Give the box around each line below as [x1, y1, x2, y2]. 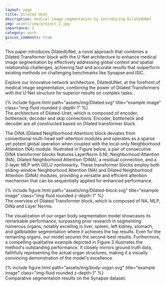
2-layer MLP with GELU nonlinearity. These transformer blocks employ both [5, 162, 160, 168]
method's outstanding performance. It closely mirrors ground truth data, [5, 244, 153, 250]
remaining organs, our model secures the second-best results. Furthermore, [5, 234, 161, 240]
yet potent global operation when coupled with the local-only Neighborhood [5, 141, 161, 146]
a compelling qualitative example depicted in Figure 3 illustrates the [5, 239, 143, 245]
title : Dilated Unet [5, 12, 48, 17]
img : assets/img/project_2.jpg [5, 21, 70, 26]
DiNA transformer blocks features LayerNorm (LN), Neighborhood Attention [5, 151, 160, 157]
